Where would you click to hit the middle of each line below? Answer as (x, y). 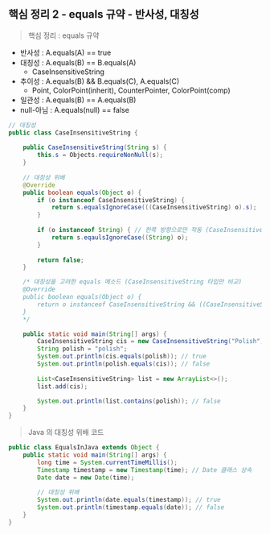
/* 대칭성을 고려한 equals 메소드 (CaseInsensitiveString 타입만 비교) (133, 282)
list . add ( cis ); (63, 386)
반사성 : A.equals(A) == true (65, 52)
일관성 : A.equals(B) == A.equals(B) (78, 100)
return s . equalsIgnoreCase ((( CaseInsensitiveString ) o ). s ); (154, 208)
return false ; (61, 260)
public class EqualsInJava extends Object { (84, 448)
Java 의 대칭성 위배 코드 (66, 433)
